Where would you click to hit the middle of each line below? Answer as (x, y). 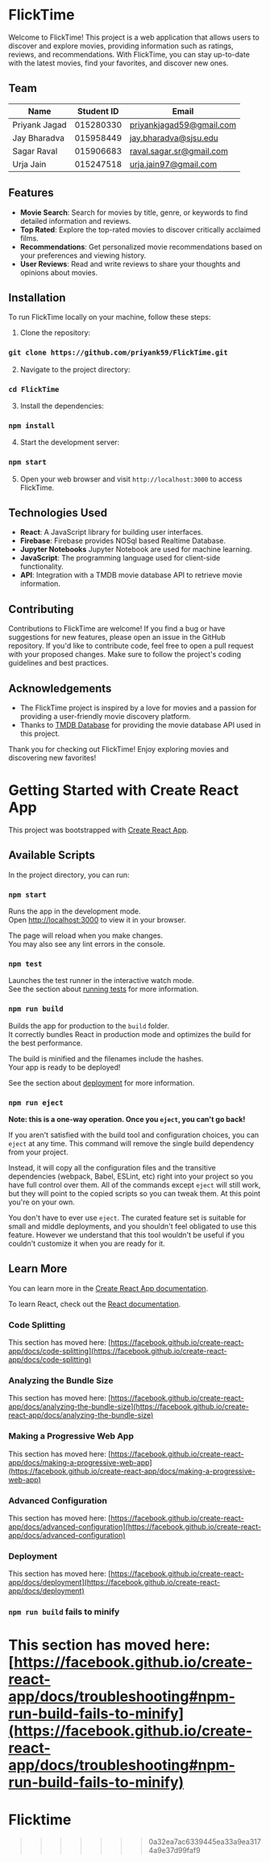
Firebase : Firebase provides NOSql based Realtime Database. (123, 541)
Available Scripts (52, 855)
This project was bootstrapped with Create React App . (99, 830)
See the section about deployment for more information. (102, 1082)
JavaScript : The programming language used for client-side (120, 558)
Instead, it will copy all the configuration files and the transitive (112, 1167)
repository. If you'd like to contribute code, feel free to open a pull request (131, 646)
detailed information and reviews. (75, 221)
